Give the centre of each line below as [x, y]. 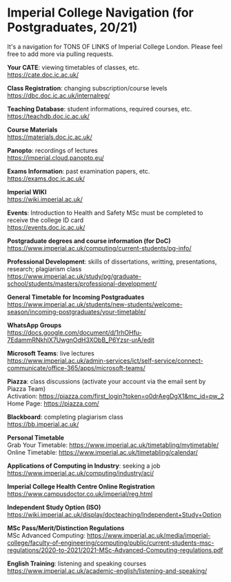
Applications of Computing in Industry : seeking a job [84, 466]
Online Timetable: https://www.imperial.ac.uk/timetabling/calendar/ [103, 452]
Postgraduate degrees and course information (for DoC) [89, 241]
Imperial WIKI [27, 192]
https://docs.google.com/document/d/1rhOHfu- [75, 332]
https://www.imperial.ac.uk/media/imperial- [149, 535]
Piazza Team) [27, 388]
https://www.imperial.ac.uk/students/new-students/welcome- [95, 304]
